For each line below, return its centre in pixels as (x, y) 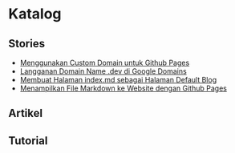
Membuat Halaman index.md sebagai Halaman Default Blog (118, 80)
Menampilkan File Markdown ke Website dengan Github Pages (123, 88)
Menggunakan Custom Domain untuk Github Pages (105, 62)
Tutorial (28, 141)
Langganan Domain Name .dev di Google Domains (103, 71)
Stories (27, 44)
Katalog (35, 14)
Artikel (25, 113)
